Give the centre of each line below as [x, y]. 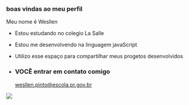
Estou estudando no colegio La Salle [59, 33]
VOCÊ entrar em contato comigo [62, 72]
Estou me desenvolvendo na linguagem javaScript [76, 45]
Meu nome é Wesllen [32, 22]
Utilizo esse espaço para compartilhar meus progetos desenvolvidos [99, 56]
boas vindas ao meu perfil [45, 9]
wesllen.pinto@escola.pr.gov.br [53, 84]
